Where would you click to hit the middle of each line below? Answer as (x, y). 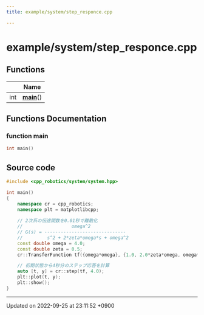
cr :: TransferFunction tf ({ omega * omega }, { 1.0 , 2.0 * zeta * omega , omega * (108, 255)
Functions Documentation (56, 119)
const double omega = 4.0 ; (51, 243)
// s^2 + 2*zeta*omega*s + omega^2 (73, 238)
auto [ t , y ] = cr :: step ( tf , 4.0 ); (61, 271)
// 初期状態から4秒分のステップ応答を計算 (63, 266)
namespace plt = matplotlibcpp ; (58, 209)
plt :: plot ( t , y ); (39, 277)
